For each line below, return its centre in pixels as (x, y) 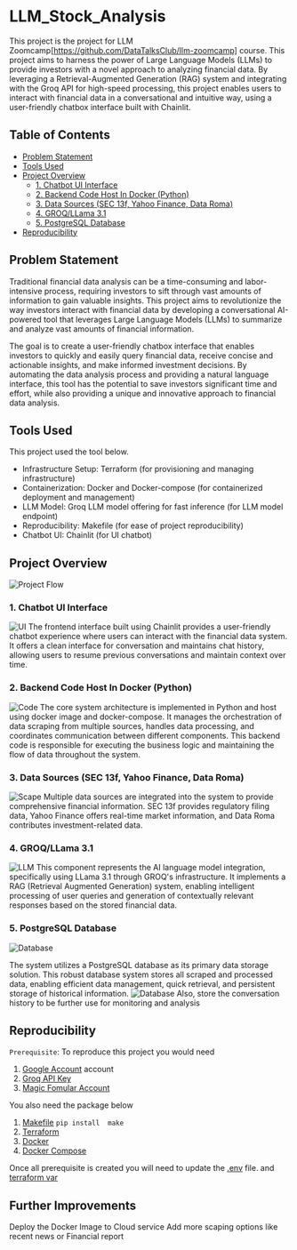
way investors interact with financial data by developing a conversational (142, 309)
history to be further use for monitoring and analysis (104, 1003)
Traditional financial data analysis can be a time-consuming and (126, 281)
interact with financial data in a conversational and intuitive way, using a (141, 97)
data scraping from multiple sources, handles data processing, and (132, 725)
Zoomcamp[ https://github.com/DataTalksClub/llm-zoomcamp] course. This (147, 50)
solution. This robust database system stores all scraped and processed (141, 974)
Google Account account (68, 1070)
